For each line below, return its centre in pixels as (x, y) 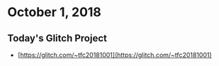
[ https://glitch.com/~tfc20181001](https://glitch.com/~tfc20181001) (115, 55)
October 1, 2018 (54, 12)
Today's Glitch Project (57, 38)
